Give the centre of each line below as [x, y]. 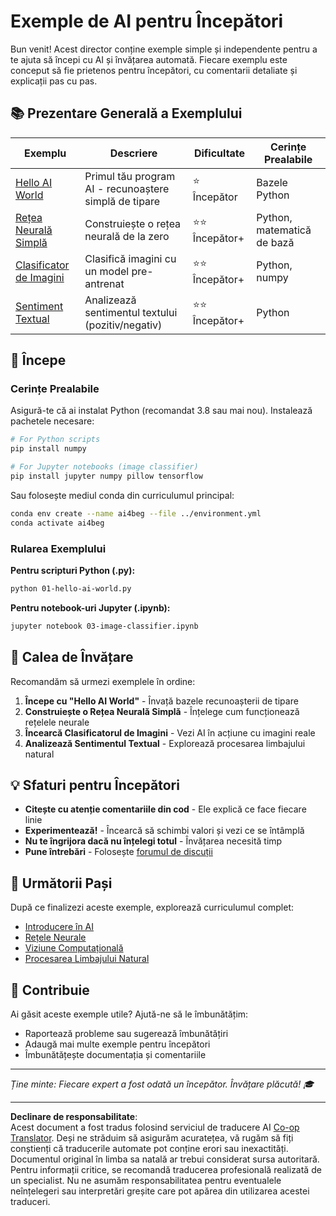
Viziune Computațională [74, 948]
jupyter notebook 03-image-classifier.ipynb [104, 626]
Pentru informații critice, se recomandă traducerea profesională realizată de [166, 1169]
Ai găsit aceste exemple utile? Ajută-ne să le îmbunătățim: [129, 1014]
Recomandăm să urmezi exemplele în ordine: [103, 681]
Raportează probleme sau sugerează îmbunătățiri [126, 1033]
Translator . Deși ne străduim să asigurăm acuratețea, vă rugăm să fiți [152, 1137]
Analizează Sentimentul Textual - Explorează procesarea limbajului [165, 743]
